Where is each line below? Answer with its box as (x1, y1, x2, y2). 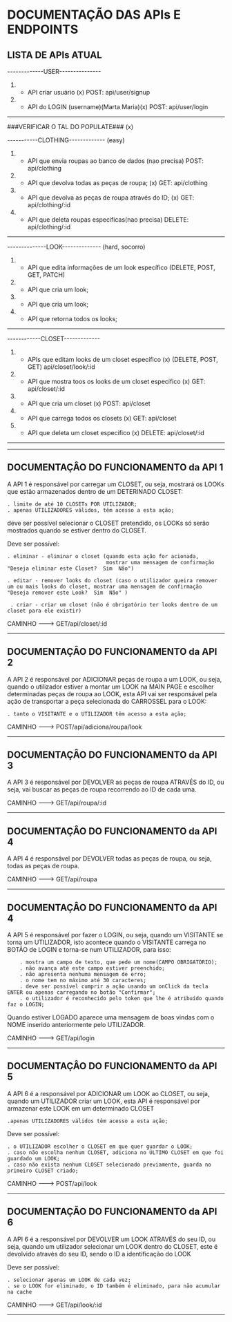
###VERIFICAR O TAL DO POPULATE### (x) (7, 123, 134, 131)
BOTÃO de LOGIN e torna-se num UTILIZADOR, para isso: (7, 946, 171, 954)
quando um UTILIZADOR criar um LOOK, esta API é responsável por (7, 1097, 200, 1105)
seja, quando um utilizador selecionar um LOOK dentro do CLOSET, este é (7, 1242, 218, 1250)
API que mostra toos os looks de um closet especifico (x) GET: (27, 377, 206, 385)
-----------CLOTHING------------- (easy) (7, 136, 126, 144)
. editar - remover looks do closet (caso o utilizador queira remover (7, 577, 217, 584)
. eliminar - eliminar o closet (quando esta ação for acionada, (7, 553, 199, 559)
